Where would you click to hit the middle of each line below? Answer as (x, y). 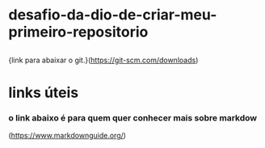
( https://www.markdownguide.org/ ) (67, 136)
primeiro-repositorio (78, 32)
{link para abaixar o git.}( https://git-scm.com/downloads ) (103, 60)
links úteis (44, 93)
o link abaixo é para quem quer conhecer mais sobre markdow (132, 117)
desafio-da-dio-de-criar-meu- (113, 15)
